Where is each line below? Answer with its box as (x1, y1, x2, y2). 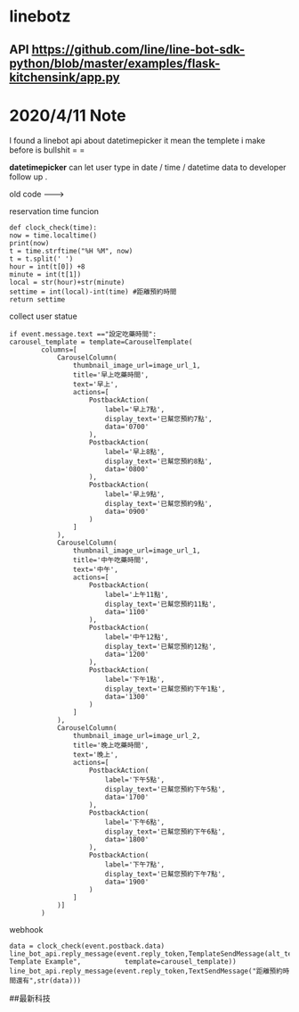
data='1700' (104, 792, 149, 801)
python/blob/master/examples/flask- (9, 55, 221, 71)
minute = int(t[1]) (9, 270, 82, 278)
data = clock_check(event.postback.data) (9, 941, 166, 950)
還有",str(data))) (15, 975, 82, 985)
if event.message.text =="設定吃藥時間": (9, 329, 158, 338)
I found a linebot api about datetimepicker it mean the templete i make (9, 135, 265, 145)
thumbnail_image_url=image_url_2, (72, 731, 201, 740)
